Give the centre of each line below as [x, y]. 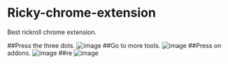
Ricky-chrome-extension [81, 13]
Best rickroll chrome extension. [52, 32]
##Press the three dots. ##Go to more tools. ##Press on [114, 45]
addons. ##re [40, 53]
